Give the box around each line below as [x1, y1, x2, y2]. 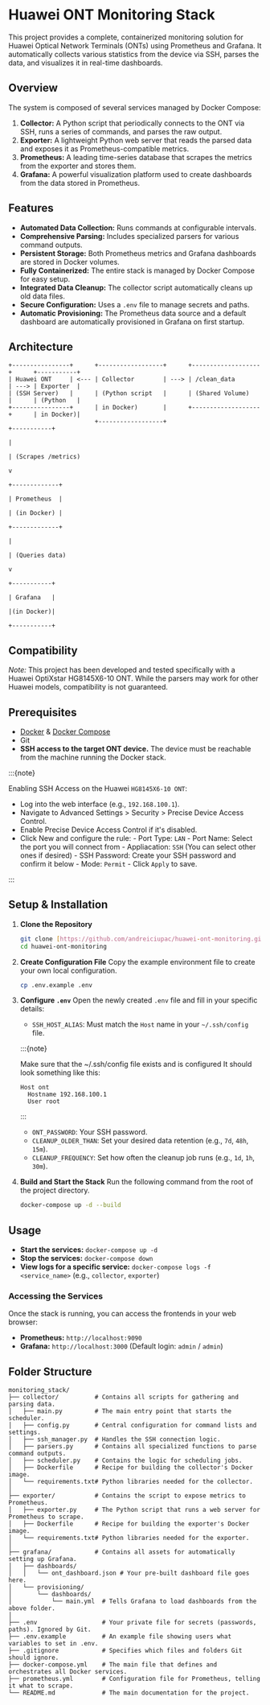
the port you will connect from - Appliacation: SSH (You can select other [19, 842, 256, 851]
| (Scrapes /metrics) [8, 453, 81, 461]
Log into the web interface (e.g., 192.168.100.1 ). [19, 799, 180, 809]
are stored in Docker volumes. [19, 257, 121, 266]
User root [27, 1098, 60, 1106]
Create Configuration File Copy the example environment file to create [19, 957, 256, 966]
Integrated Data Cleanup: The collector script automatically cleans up [19, 282, 253, 292]
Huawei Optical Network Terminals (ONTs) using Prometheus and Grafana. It [8, 40, 262, 50]
